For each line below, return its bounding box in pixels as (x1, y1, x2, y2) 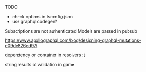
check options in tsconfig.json (12, 14, 73, 19)
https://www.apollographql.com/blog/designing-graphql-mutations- (5, 37, 141, 43)
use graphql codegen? (12, 19, 57, 24)
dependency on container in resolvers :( (5, 52, 85, 58)
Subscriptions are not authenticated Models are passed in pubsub (5, 28, 138, 34)
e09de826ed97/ (5, 43, 38, 48)
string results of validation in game (5, 62, 74, 67)
